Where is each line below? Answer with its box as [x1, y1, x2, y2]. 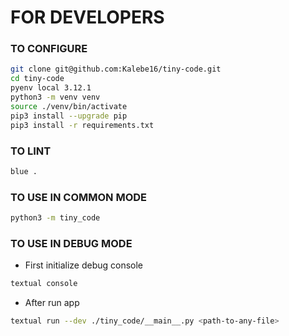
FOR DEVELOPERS [10, 6, 165, 29]
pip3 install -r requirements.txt [10, 120, 155, 130]
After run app [24, 297, 80, 309]
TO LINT [10, 144, 52, 158]
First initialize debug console [24, 259, 144, 271]
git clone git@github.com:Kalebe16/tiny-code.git [10, 64, 222, 75]
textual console [10, 279, 78, 289]
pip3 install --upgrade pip [10, 111, 128, 121]
